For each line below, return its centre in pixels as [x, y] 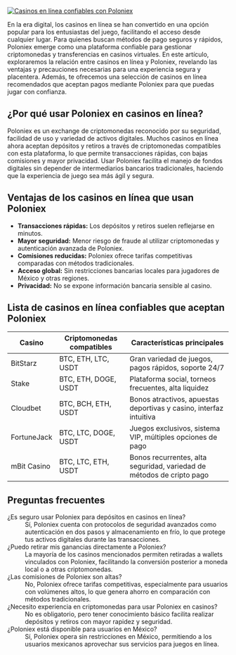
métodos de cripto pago [169, 475]
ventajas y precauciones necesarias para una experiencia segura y [104, 69]
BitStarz [24, 364]
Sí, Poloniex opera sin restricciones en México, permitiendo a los [118, 637]
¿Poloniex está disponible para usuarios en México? [82, 629]
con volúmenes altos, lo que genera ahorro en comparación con [118, 592]
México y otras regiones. [53, 278]
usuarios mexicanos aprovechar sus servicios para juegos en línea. [122, 644]
